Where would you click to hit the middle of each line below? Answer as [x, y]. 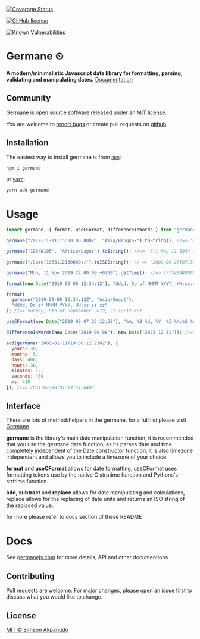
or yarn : [16, 179]
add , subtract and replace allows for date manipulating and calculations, [96, 493]
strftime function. [27, 481]
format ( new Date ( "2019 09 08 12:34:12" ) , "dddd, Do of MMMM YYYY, [90, 284]
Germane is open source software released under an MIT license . [87, 112]
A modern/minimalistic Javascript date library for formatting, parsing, [94, 73]
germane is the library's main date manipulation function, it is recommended [100, 438]
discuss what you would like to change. [54, 597]
